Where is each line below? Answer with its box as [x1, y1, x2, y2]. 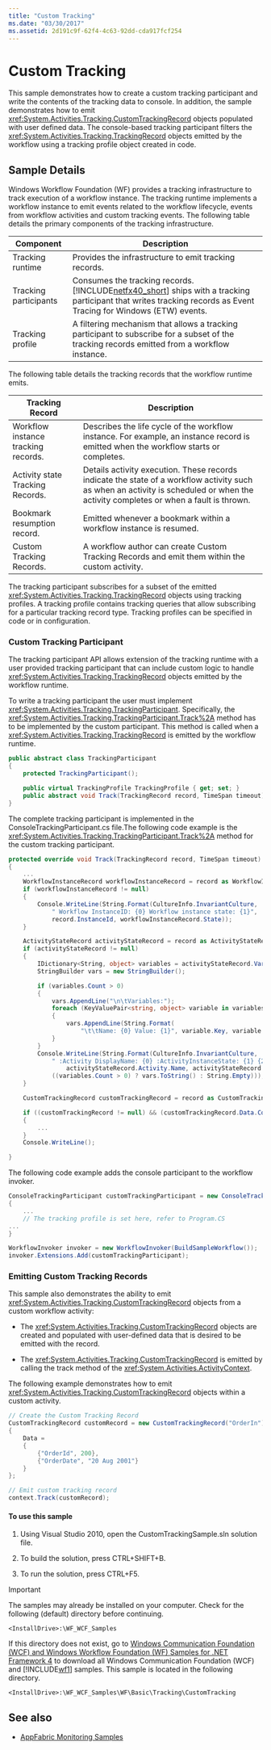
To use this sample [8, 1511, 73, 1521]
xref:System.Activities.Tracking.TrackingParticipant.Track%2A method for [8, 831, 254, 841]
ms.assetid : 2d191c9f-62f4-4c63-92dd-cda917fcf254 [8, 27, 182, 35]
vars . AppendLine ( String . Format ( [65, 1019, 175, 1028]
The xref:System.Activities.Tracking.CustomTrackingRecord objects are [19, 1322, 257, 1332]
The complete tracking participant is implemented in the [8, 813, 195, 824]
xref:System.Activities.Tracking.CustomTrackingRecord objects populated [8, 114, 253, 124]
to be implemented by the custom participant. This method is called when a [8, 722, 259, 732]
